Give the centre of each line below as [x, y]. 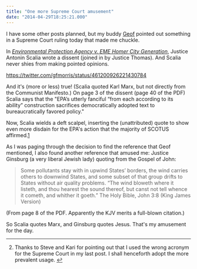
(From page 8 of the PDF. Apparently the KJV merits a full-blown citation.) [95, 213]
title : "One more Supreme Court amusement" [60, 11]
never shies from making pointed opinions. [58, 64]
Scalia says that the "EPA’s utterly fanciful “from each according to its [90, 99]
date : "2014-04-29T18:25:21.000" [47, 17]
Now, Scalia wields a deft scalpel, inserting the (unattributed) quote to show [98, 122]
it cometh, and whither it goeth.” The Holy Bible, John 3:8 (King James [106, 195]
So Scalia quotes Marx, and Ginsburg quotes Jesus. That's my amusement [96, 224]
